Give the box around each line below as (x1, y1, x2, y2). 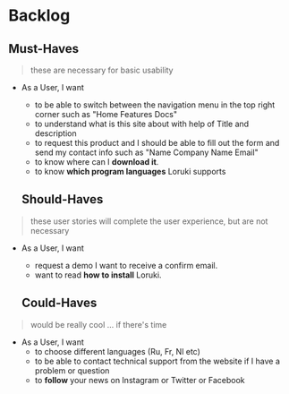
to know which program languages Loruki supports (34, 167, 226, 176)
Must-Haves (8, 41, 80, 56)
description (34, 128, 77, 139)
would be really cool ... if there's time (30, 319, 167, 330)
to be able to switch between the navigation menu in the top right (34, 99, 276, 110)
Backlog (8, 5, 71, 26)
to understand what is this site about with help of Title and (34, 118, 250, 129)
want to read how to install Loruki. (34, 270, 162, 280)
